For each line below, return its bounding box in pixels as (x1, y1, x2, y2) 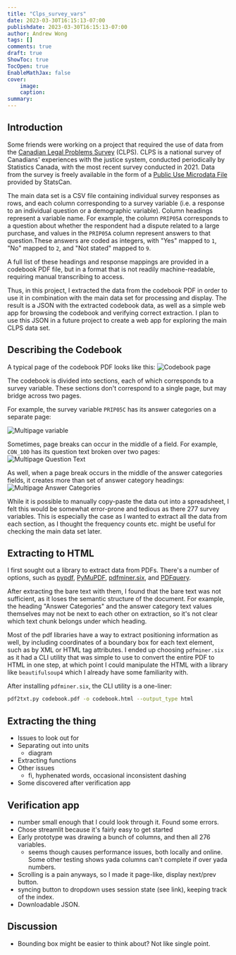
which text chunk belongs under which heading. (7, 617, 147, 626)
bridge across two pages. (7, 391, 82, 400)
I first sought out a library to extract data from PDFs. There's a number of (7, 566, 220, 574)
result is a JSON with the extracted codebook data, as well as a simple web (7, 301, 226, 309)
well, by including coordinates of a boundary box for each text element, (7, 639, 215, 647)
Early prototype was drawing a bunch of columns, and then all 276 (17, 832, 211, 841)
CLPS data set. (7, 324, 51, 332)
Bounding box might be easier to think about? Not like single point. (17, 939, 211, 948)
